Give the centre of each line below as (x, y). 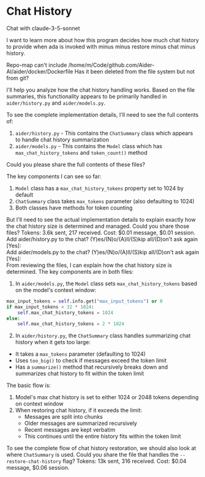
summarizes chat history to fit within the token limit (80, 374)
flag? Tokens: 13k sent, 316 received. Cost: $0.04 (125, 461)
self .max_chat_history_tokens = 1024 (65, 313)
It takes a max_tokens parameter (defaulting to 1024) (80, 354)
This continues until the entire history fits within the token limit (103, 437)
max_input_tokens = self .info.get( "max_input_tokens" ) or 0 (85, 301)
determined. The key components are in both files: (70, 271)
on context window (39, 404)
